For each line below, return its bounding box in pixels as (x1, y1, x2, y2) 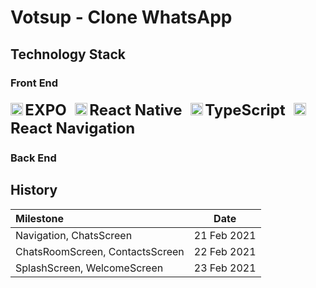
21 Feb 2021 (193, 228, 257, 242)
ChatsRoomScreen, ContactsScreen (15, 244, 185, 258)
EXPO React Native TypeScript (24, 101, 286, 120)
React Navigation (10, 119, 136, 138)
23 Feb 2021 (193, 261, 257, 275)
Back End (10, 151, 57, 165)
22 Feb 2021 (193, 244, 257, 258)
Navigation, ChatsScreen (15, 228, 133, 242)
